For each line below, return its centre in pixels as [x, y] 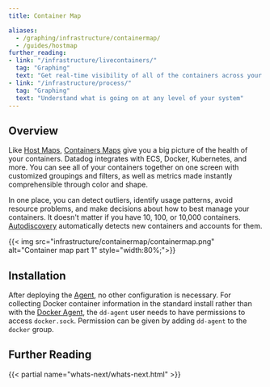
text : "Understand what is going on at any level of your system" [130, 98]
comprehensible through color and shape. [78, 185]
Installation [37, 276]
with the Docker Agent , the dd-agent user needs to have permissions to [127, 312]
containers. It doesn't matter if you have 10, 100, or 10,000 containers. [124, 217]
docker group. [31, 329]
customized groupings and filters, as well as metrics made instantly [120, 176]
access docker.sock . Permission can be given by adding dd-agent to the [128, 321]
